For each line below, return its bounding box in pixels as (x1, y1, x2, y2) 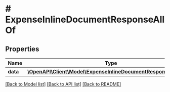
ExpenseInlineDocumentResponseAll (5, 14, 165, 25)
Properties (5, 44, 39, 53)
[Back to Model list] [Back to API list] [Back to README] (5, 81, 121, 87)
